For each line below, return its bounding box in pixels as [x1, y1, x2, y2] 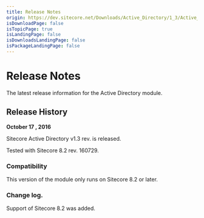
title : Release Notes [6, 9, 61, 15]
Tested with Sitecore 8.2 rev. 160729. [6, 147, 99, 154]
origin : [6, 15, 26, 21]
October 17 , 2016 [6, 123, 52, 130]
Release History [6, 107, 68, 118]
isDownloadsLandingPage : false [6, 37, 86, 43]
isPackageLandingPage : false [6, 43, 80, 49]
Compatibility [6, 162, 47, 171]
